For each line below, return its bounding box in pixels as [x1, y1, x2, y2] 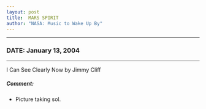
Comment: [6, 80, 34, 88]
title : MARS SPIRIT [6, 15, 59, 21]
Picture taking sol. [15, 96, 61, 103]
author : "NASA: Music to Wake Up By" [6, 20, 103, 26]
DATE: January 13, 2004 [6, 47, 80, 55]
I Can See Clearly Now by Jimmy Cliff [6, 66, 101, 73]
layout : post [6, 9, 40, 15]
